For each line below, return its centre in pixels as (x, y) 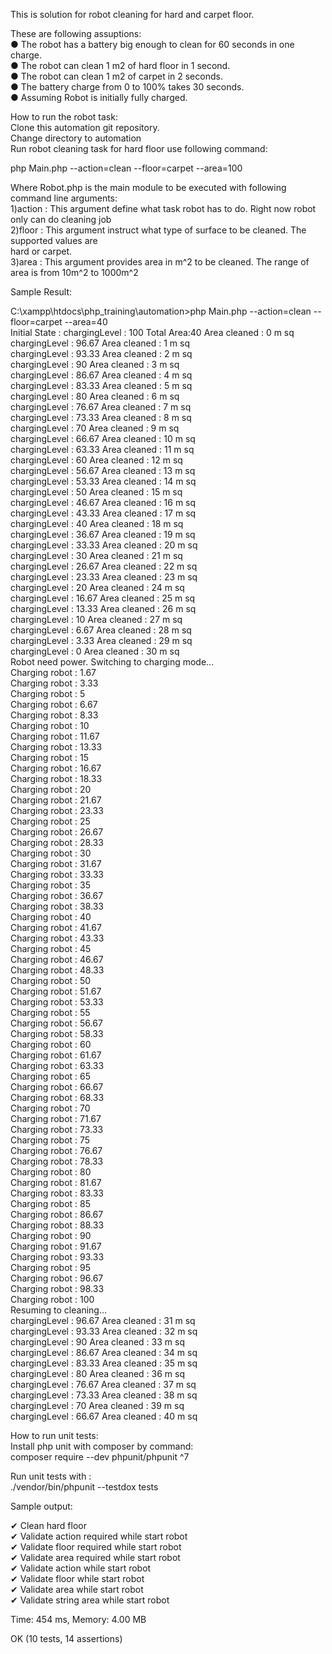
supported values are (54, 240)
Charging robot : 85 (51, 1203)
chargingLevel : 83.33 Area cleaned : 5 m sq (101, 385)
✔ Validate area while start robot (77, 1589)
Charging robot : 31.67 (56, 863)
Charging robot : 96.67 (57, 1278)
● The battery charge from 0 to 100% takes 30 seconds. (127, 87)
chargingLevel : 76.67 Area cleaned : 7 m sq (101, 407)
